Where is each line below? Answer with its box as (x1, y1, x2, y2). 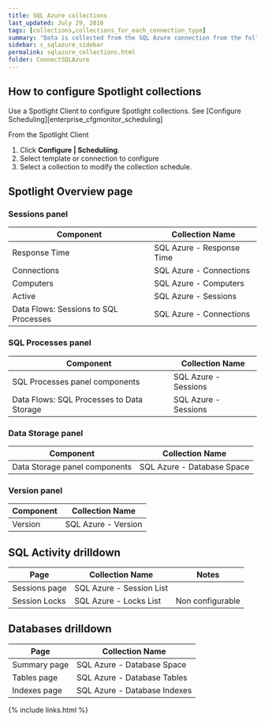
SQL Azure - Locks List (74, 595, 162, 606)
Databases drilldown (8, 622, 112, 636)
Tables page (12, 672, 58, 683)
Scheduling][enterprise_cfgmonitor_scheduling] (8, 114, 163, 123)
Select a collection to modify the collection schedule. (19, 161, 192, 171)
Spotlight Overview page (8, 185, 133, 199)
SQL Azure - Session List (74, 582, 168, 594)
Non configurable (175, 595, 241, 606)
